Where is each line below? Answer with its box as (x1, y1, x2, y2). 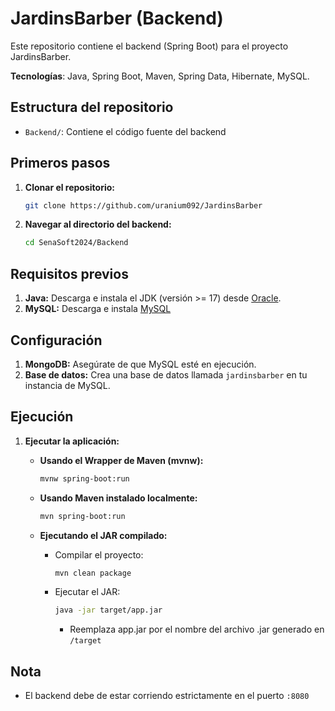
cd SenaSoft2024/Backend (24, 238, 129, 248)
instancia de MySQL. (24, 379, 111, 391)
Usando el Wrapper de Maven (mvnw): (39, 454, 204, 466)
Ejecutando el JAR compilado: (39, 529, 168, 541)
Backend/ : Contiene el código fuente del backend (24, 125, 227, 137)
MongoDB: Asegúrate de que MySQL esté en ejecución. (24, 358, 257, 370)
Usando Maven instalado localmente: (39, 492, 198, 504)
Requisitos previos (10, 265, 129, 282)
